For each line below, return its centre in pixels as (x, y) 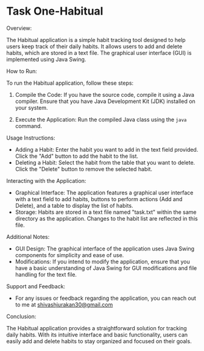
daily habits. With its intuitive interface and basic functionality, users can (97, 335)
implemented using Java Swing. (46, 59)
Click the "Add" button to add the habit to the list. (77, 156)
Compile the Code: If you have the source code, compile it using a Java (105, 94)
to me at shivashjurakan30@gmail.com (64, 304)
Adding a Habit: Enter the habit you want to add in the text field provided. (107, 149)
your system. (31, 107)
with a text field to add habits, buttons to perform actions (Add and (99, 199)
